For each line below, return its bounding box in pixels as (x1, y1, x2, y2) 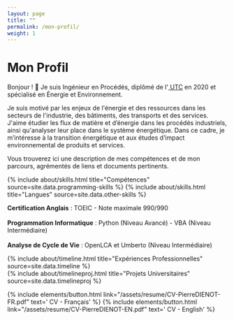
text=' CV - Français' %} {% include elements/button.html (31, 298, 198, 306)
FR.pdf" (7, 298, 30, 306)
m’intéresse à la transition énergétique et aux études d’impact (7, 133, 185, 142)
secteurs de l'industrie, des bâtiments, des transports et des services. (7, 111, 209, 119)
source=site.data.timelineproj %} (7, 277, 102, 285)
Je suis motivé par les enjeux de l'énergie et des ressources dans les (7, 104, 206, 112)
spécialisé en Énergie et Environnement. (7, 90, 123, 99)
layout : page (7, 10, 45, 17)
